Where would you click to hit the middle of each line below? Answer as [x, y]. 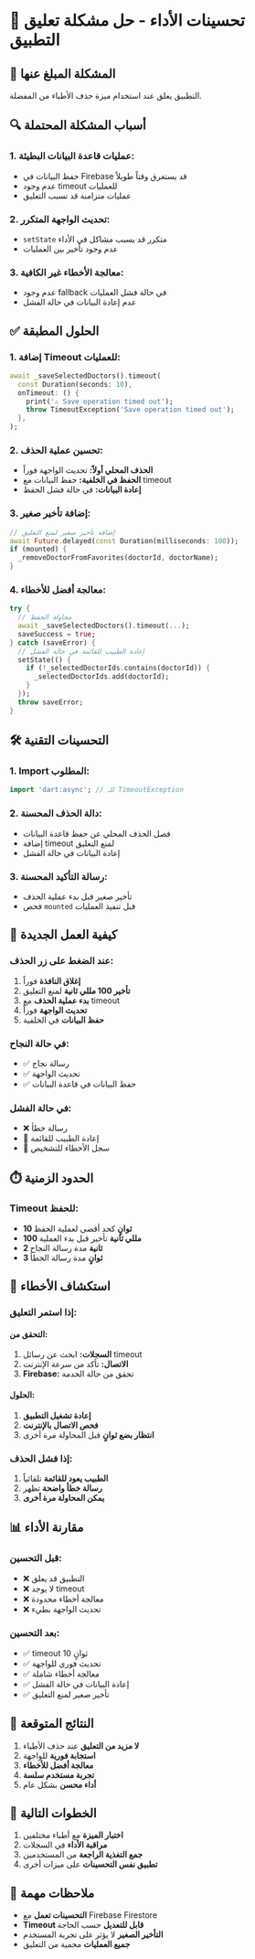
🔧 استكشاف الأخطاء [60, 1286]
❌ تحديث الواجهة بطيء [62, 1609]
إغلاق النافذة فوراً [52, 980]
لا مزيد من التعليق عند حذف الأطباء [81, 1745]
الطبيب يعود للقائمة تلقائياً [65, 1478]
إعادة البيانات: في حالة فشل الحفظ [82, 489]
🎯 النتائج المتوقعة [52, 1723]
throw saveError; [51, 702]
